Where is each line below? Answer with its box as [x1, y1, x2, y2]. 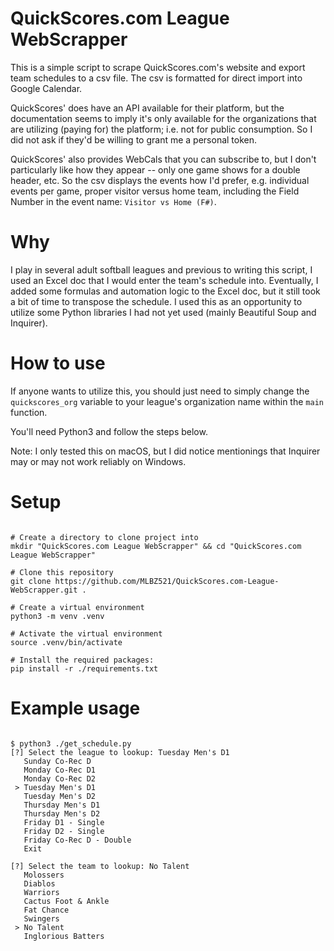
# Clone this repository [10, 567, 114, 577]
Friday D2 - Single [23, 826, 105, 836]
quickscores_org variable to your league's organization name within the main [10, 395, 324, 407]
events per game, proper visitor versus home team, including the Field [10, 185, 300, 197]
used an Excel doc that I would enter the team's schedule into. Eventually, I [10, 274, 319, 286]
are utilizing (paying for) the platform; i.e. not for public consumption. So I [10, 123, 313, 135]
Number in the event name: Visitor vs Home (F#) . [10, 195, 217, 207]
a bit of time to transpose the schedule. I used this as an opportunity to [10, 295, 303, 307]
